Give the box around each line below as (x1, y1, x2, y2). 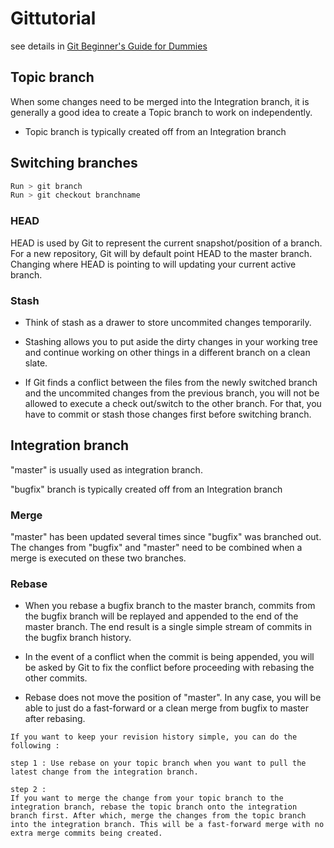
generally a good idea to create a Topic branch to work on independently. (10, 106, 313, 118)
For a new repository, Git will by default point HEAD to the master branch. (10, 247, 313, 259)
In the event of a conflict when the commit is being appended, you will (24, 651, 315, 663)
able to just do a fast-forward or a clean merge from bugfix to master (24, 702, 310, 714)
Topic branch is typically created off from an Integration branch (24, 125, 287, 137)
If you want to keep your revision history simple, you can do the (10, 732, 298, 742)
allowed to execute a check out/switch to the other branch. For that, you (24, 397, 322, 409)
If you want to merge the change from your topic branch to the (10, 793, 284, 804)
